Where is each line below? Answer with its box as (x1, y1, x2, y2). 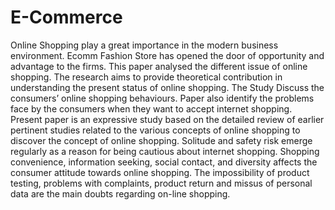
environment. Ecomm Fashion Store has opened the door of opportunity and (10, 49, 325, 61)
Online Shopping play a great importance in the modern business (10, 39, 279, 51)
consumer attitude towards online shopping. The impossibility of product (10, 166, 310, 178)
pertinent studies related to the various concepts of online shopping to (10, 124, 301, 136)
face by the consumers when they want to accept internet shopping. (10, 102, 293, 115)
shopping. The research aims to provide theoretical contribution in (10, 71, 283, 83)
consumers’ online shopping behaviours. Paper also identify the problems (10, 92, 315, 104)
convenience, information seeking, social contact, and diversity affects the (10, 156, 318, 168)
